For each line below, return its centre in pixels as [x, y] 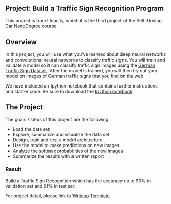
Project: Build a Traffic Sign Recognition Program [85, 8]
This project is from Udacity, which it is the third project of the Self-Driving [83, 20]
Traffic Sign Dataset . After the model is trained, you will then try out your [81, 70]
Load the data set [31, 129]
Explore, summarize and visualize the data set [61, 135]
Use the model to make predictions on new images [66, 145]
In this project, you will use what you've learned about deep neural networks [86, 54]
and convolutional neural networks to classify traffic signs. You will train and [85, 60]
